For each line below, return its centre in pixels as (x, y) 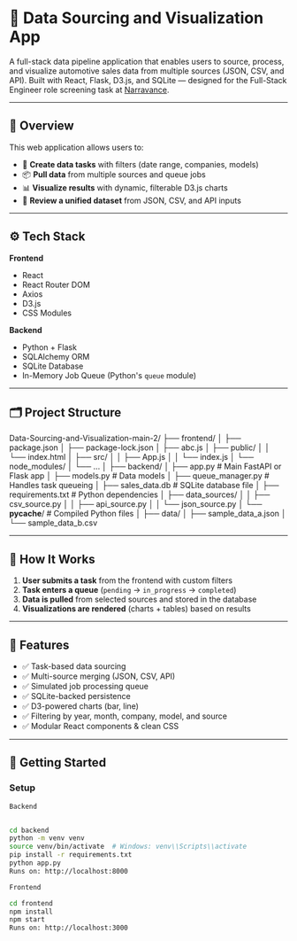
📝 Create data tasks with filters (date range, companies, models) (140, 164)
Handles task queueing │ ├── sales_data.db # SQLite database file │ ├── (145, 486)
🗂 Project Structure (65, 412)
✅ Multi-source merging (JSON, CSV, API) (99, 676)
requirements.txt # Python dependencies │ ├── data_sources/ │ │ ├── (140, 494)
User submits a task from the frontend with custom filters (127, 580)
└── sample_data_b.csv (53, 523)
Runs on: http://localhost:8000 (69, 871)
